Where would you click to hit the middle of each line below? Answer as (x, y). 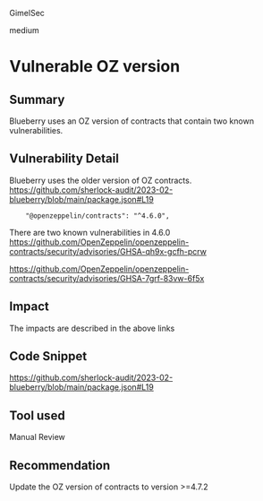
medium (24, 30)
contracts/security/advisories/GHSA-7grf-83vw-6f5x (107, 278)
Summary (37, 99)
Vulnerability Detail (64, 159)
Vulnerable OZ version (95, 67)
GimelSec (27, 13)
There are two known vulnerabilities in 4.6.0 (90, 232)
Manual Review (37, 437)
